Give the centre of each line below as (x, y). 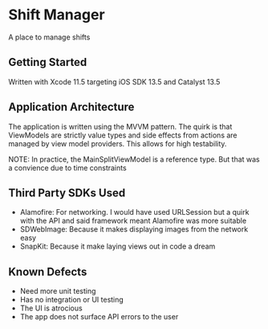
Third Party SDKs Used (67, 193)
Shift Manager (57, 15)
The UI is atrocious (51, 308)
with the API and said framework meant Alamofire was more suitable (133, 221)
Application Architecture (71, 107)
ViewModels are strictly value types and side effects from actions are (123, 135)
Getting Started (48, 62)
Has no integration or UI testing (72, 300)
